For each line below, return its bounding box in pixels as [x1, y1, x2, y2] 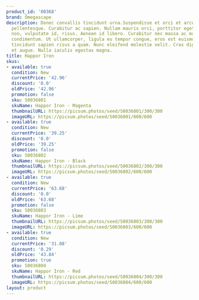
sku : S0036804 [11, 263, 46, 269]
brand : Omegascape [6, 14, 52, 20]
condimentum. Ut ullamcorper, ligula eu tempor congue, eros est [11, 36, 176, 42]
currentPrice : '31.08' [11, 241, 68, 247]
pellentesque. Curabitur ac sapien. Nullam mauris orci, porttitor [11, 25, 182, 31]
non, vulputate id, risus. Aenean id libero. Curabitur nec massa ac [11, 31, 187, 37]
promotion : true [11, 257, 52, 263]
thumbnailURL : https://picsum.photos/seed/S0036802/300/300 [11, 163, 163, 169]
